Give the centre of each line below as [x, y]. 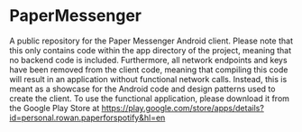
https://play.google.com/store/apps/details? [183, 108]
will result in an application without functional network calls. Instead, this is [148, 79]
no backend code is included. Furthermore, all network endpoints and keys [148, 60]
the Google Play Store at [55, 108]
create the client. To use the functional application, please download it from [150, 98]
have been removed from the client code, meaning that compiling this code [149, 70]
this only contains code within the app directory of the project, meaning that [150, 50]
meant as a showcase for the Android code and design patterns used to [142, 89]
